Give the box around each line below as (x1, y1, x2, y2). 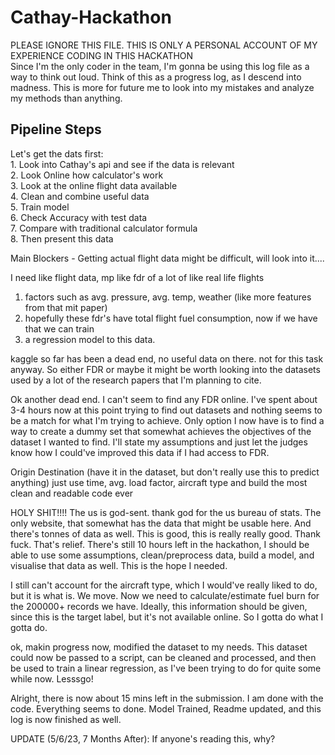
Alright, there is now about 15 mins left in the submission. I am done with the (10, 692, 324, 704)
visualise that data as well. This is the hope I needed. (10, 559, 228, 571)
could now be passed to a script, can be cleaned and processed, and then (10, 651, 317, 663)
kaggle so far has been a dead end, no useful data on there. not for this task (10, 352, 324, 365)
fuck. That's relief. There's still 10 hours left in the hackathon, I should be (10, 538, 310, 550)
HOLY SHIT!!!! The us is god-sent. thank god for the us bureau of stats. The (10, 506, 322, 518)
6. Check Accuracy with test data (10, 211, 148, 223)
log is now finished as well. (10, 713, 122, 725)
